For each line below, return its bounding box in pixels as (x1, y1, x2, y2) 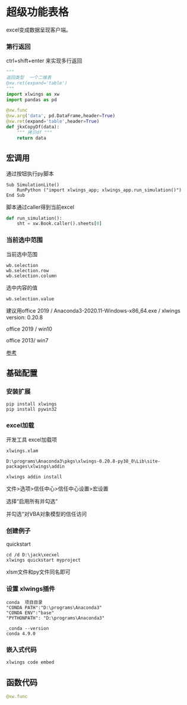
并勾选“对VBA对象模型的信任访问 (6, 510, 87, 517)
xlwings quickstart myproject (6, 557, 81, 563)
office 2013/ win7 (6, 336, 49, 344)
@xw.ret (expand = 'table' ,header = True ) (6, 118, 100, 125)
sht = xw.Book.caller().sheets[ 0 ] (17, 221, 102, 226)
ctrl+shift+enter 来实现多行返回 (6, 57, 83, 64)
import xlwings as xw (6, 91, 60, 97)
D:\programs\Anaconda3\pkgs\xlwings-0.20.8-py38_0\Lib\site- (6, 458, 161, 464)
